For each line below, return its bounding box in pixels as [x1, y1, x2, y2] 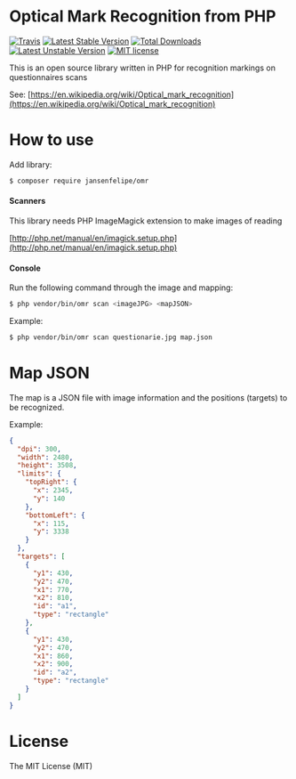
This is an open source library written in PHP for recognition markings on [9, 62, 276, 73]
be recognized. [9, 402, 65, 412]
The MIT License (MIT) [9, 760, 93, 771]
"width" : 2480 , [17, 452, 74, 462]
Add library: [9, 158, 52, 170]
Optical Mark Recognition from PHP [9, 6, 276, 27]
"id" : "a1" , [32, 602, 77, 611]
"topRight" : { [25, 478, 77, 487]
